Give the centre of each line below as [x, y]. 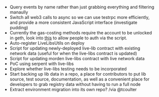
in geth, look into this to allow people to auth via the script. [69, 38]
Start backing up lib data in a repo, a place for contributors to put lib [78, 74]
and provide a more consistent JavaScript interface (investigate [73, 22]
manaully [19, 12]
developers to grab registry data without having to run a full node [75, 84]
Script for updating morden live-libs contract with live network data [77, 58]
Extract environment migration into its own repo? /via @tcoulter [73, 89]
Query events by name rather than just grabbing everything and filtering [82, 7]
